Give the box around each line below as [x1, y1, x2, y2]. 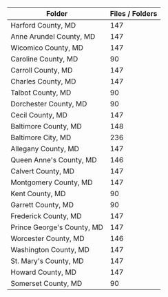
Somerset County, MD [10, 279, 83, 288]
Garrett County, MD [10, 200, 74, 209]
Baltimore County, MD [10, 122, 82, 131]
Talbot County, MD [10, 88, 72, 97]
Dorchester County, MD [10, 99, 87, 108]
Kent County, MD [10, 189, 66, 198]
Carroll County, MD [10, 66, 73, 75]
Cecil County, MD [10, 111, 67, 119]
